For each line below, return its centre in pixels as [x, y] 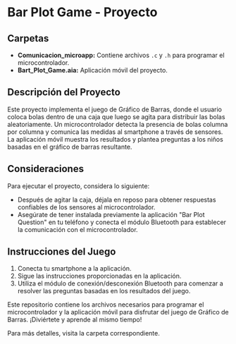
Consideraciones [46, 169]
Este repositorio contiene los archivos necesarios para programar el [106, 305]
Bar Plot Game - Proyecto [82, 12]
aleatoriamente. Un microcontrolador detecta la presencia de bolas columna [118, 124]
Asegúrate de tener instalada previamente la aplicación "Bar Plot [111, 214]
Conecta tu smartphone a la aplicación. [74, 269]
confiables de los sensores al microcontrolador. [86, 207]
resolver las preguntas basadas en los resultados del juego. [104, 291]
